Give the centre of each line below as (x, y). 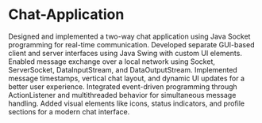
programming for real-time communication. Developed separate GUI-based (131, 44)
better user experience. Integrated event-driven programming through (123, 86)
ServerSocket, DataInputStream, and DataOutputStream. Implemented (123, 69)
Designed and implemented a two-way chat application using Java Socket (129, 36)
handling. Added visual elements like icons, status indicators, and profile (126, 103)
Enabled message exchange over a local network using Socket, (112, 61)
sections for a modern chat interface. (69, 111)
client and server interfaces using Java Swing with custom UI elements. (125, 53)
